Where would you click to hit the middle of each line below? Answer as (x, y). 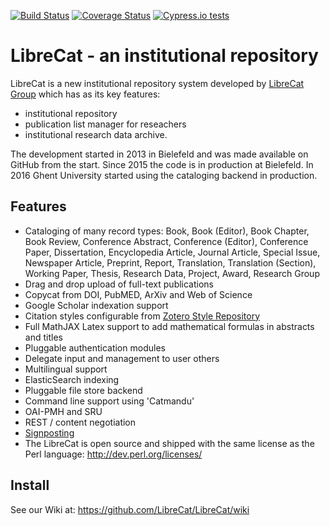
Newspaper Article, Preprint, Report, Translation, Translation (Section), (170, 262)
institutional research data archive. (96, 134)
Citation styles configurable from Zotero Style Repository (142, 316)
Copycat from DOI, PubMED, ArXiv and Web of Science (138, 294)
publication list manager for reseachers (105, 124)
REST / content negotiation (80, 422)
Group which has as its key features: (85, 94)
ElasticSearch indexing (72, 379)
